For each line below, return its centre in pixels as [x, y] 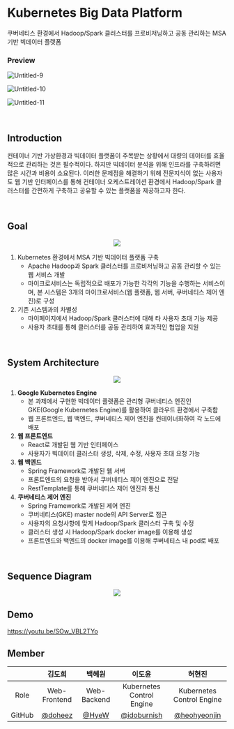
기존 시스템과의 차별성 [47, 309]
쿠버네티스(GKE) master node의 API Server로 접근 [97, 514]
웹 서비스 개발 [46, 274]
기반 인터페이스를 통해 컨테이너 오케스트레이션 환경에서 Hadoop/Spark [118, 182]
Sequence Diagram [49, 577]
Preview [21, 60]
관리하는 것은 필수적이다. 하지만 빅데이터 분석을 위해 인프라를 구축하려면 [123, 165]
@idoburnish [142, 715]
